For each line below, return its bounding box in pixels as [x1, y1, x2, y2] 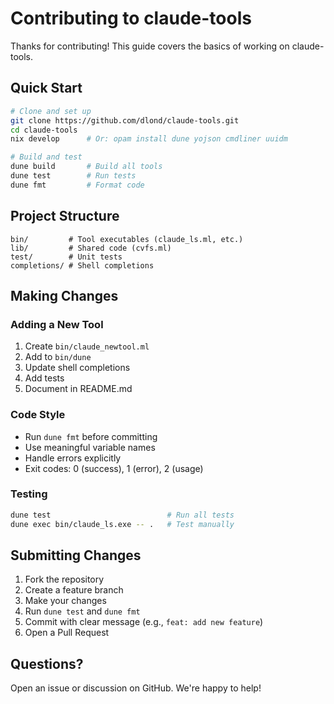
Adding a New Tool [10, 317, 104, 331]
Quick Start [10, 80, 83, 97]
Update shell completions [24, 362, 131, 374]
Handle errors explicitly [24, 452, 122, 464]
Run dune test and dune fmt [24, 605, 141, 617]
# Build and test [10, 152, 83, 162]
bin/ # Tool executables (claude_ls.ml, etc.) [10, 234, 244, 244]
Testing [10, 487, 48, 501]
